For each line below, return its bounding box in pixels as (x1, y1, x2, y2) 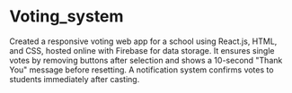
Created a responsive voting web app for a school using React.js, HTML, (9, 36, 278, 46)
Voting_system (9, 6, 124, 27)
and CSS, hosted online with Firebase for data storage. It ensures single (9, 45, 275, 55)
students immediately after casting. (9, 73, 140, 84)
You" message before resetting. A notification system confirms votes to (9, 64, 274, 75)
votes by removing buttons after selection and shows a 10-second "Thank (9, 55, 283, 65)
